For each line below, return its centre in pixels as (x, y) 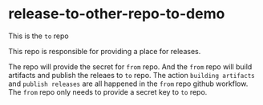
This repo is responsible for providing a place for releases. (105, 51)
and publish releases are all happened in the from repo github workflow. (128, 84)
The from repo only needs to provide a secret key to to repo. (108, 91)
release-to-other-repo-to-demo (117, 14)
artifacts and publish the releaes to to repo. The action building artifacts (131, 75)
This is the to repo (39, 36)
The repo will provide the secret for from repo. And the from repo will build (130, 66)
